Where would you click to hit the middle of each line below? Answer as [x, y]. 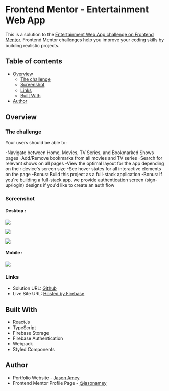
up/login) [15, 185]
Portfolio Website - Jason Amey [46, 378]
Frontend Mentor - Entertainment [77, 9]
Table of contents [34, 62]
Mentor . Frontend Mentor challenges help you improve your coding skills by [85, 40]
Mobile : [14, 253]
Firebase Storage [31, 333]
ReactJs [21, 322]
